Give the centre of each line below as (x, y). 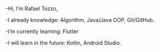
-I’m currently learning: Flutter (42, 31)
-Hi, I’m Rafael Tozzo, (32, 9)
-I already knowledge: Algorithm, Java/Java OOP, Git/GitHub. (80, 20)
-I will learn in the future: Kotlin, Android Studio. (63, 43)
